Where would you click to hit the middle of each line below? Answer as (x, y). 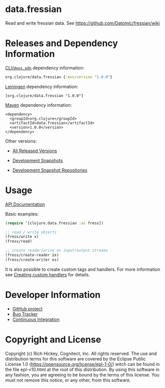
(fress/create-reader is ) (32, 255)
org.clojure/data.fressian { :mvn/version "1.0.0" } (59, 77)
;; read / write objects (31, 232)
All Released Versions (35, 151)
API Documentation (25, 204)
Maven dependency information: (39, 105)
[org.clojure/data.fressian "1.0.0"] (44, 96)
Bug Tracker (25, 314)
